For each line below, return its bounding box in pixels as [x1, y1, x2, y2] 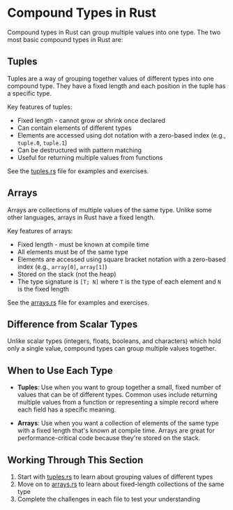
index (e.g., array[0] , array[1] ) [17, 262, 107, 270]
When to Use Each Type [7, 365, 113, 377]
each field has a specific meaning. [17, 405, 116, 414]
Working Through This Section [7, 454, 144, 466]
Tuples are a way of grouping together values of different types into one [7, 74, 214, 82]
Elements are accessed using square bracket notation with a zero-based [17, 255, 226, 263]
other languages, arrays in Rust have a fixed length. [7, 213, 156, 221]
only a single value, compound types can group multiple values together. [7, 344, 216, 353]
